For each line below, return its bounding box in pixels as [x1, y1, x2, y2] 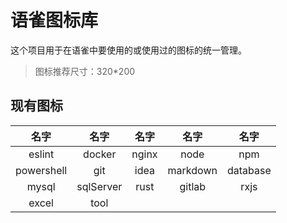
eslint [28, 147, 55, 161]
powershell [15, 163, 68, 177]
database [226, 163, 272, 177]
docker [83, 147, 117, 161]
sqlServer [76, 179, 123, 193]
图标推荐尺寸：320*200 [34, 65, 136, 77]
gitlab [179, 179, 207, 193]
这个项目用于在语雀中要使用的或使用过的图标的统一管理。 [10, 44, 247, 56]
